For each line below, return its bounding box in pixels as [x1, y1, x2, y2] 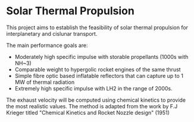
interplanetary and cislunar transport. [6, 30, 98, 37]
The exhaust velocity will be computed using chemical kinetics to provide [6, 96, 186, 104]
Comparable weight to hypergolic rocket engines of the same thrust [14, 65, 181, 73]
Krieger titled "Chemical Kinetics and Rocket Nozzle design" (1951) [6, 109, 170, 116]
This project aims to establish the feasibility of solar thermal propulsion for [6, 24, 189, 31]
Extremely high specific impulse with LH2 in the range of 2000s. [14, 85, 173, 92]
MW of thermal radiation [14, 79, 75, 86]
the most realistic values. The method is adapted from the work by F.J [6, 102, 178, 110]
